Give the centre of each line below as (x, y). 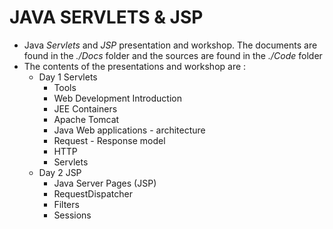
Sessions (72, 215)
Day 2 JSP (60, 172)
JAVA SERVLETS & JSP (106, 17)
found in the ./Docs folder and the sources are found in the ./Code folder (173, 55)
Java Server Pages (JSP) (105, 183)
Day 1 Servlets (68, 77)
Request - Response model (109, 140)
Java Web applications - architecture (129, 130)
